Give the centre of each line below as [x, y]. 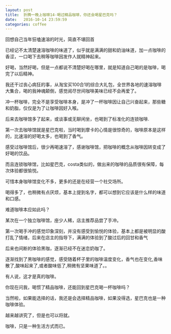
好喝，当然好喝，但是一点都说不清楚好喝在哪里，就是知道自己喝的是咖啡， [83, 67]
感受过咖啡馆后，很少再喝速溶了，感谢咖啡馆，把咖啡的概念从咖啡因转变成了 [85, 147]
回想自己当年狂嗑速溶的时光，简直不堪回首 [50, 39]
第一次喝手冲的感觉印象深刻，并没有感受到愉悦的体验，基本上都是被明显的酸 [85, 231]
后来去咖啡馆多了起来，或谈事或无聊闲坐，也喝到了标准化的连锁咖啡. [77, 119]
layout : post [19, 10]
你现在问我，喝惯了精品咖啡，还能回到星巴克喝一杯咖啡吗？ [68, 287]
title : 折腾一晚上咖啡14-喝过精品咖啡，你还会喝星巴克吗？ [62, 15]
